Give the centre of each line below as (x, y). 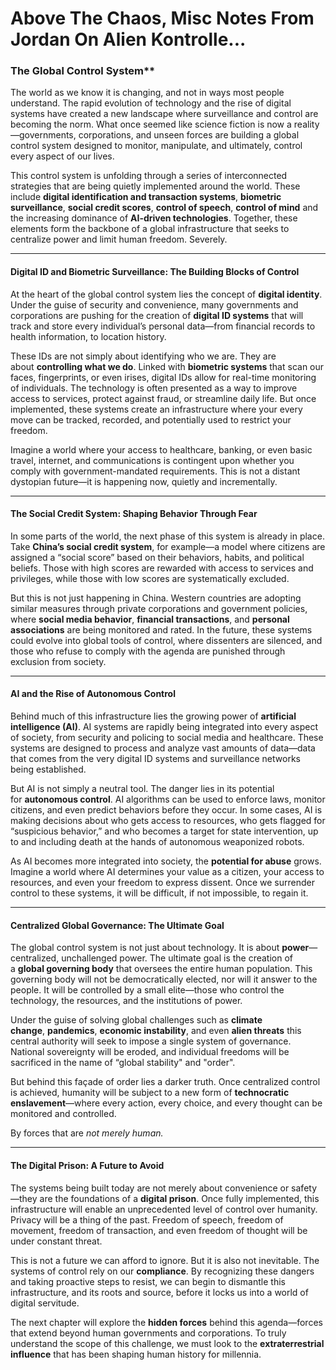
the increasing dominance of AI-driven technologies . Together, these (154, 218)
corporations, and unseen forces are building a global (189, 135)
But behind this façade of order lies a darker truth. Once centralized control (165, 1082)
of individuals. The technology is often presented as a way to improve (154, 388)
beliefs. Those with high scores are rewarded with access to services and (162, 568)
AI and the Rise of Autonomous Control (93, 694)
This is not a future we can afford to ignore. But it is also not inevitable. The (165, 1260)
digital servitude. (45, 1303)
